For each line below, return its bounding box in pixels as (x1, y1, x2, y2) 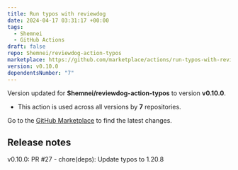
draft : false (7, 43, 46, 50)
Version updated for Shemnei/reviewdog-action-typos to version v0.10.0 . (7, 89, 227, 97)
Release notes (7, 136, 72, 148)
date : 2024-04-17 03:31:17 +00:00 (7, 17, 110, 24)
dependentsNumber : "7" (7, 69, 74, 76)
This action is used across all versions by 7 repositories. (17, 102, 182, 111)
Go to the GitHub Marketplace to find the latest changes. (7, 116, 172, 124)
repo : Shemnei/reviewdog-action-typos (7, 50, 122, 57)
